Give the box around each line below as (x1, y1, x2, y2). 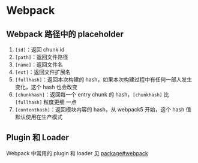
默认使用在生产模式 (14, 113, 63, 120)
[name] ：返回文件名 (14, 61, 63, 68)
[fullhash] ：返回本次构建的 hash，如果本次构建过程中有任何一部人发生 (14, 76, 193, 83)
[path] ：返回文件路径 (14, 53, 68, 61)
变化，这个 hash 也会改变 (14, 83, 78, 90)
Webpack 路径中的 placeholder (6, 29, 124, 39)
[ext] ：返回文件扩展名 (14, 68, 71, 76)
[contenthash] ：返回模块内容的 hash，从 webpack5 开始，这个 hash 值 (14, 106, 191, 113)
